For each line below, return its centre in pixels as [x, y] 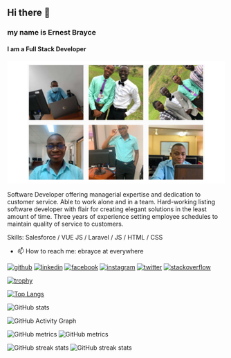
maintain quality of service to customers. [65, 224]
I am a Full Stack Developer [47, 48]
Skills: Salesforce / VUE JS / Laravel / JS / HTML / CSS [85, 238]
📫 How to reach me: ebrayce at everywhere [80, 251]
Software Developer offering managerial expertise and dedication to [104, 195]
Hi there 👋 [29, 13]
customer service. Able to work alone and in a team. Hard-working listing [111, 202]
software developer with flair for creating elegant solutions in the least [107, 209]
